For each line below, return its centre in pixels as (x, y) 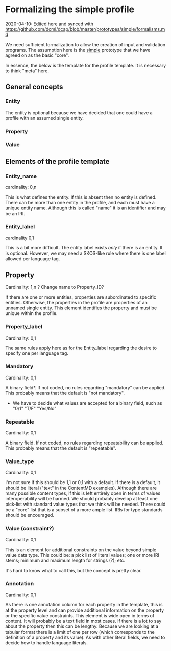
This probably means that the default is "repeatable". (61, 448)
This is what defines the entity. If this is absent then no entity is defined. (81, 197)
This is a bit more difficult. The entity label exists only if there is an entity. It (84, 248)
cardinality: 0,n (21, 187)
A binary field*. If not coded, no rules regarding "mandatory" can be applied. (86, 387)
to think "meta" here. (27, 71)
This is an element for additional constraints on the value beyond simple (81, 550)
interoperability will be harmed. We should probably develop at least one (81, 499)
